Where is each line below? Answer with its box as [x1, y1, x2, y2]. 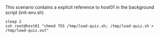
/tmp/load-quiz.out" [5, 28, 49, 33]
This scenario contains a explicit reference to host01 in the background [5, 4, 154, 10]
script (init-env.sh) [5, 9, 44, 15]
